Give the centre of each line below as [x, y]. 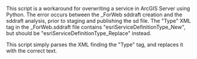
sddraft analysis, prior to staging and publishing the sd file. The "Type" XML [98, 21]
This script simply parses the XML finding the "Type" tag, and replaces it [95, 44]
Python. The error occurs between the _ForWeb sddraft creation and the [94, 15]
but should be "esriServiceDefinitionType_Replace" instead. [79, 33]
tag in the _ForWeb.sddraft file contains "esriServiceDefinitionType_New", [96, 27]
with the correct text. [32, 51]
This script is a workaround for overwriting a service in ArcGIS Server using [98, 8]
